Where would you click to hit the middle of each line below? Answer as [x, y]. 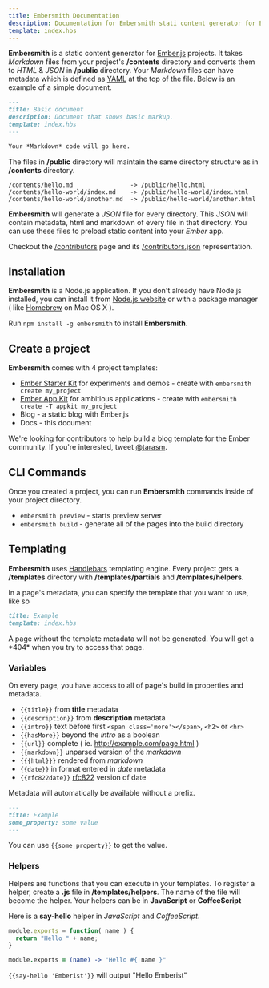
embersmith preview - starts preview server [91, 516]
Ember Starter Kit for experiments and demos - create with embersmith [136, 383]
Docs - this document [56, 423]
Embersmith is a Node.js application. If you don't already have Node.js [125, 291]
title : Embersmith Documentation [64, 16]
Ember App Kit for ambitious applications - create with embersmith [128, 399]
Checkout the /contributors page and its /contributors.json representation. [130, 246]
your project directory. [45, 500]
